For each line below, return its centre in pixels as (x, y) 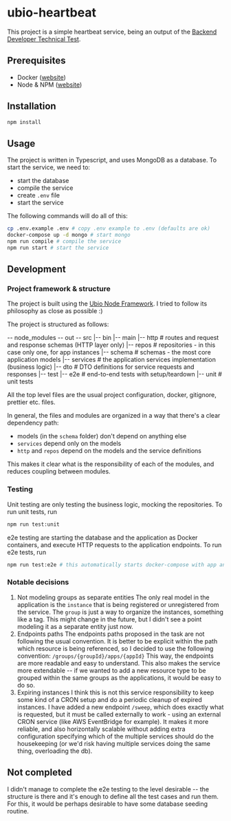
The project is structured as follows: (58, 324)
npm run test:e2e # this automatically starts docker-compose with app (112, 565)
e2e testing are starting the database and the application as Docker (102, 537)
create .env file (38, 195)
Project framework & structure (59, 289)
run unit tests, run (32, 511)
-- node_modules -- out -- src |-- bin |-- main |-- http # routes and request (113, 338)
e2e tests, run (27, 552)
